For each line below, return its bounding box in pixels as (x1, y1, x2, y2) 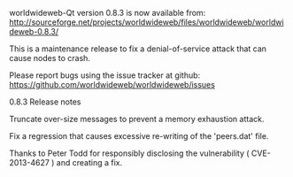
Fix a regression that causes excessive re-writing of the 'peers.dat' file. (9, 131, 269, 141)
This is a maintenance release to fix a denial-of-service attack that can (9, 43, 267, 54)
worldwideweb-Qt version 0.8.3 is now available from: (9, 8, 206, 18)
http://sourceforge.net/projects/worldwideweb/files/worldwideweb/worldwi (9, 17, 285, 27)
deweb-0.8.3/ (9, 27, 59, 36)
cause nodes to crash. (9, 53, 91, 63)
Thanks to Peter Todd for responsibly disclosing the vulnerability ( (9, 148, 250, 158)
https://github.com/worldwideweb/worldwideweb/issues (9, 80, 215, 89)
